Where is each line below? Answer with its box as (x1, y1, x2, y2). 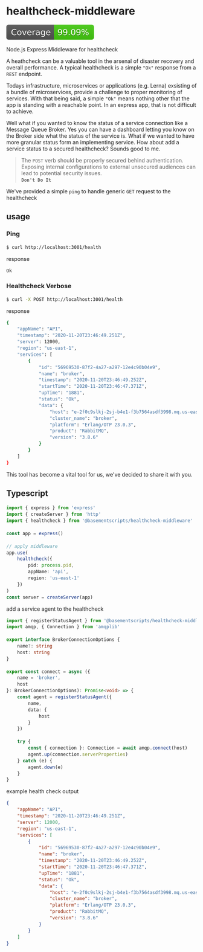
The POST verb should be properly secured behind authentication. (21, 156, 184, 164)
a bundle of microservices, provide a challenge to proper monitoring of (6, 88, 182, 95)
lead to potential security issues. (21, 169, 102, 176)
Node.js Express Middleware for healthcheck (6, 45, 118, 53)
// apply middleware (6, 543, 59, 549)
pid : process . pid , (28, 562, 74, 568)
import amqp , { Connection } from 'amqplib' (6, 624, 120, 630)
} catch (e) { (17, 757, 53, 764)
